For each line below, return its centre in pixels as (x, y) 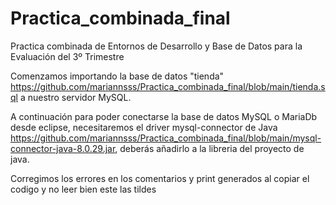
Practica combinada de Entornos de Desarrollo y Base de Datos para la (156, 46)
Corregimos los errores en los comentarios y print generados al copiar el (160, 178)
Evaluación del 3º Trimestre (67, 56)
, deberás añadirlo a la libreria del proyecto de (209, 148)
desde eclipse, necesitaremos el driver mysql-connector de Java (144, 127)
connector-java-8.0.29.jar (63, 148)
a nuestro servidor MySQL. (75, 97)
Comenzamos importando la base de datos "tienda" (117, 76)
